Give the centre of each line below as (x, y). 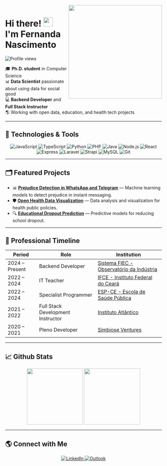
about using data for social (33, 88)
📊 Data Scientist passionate (35, 81)
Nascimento (31, 45)
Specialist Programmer (66, 295)
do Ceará (108, 284)
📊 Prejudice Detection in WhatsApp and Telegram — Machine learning (86, 188)
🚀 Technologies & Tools (42, 134)
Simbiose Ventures (120, 330)
